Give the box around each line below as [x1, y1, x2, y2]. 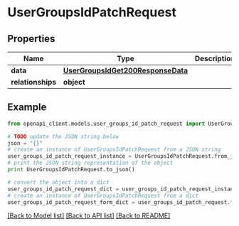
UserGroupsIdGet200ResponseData [63, 65, 188, 75]
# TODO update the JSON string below [7, 133, 119, 140]
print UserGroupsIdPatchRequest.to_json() [7, 166, 135, 173]
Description [194, 54, 235, 63]
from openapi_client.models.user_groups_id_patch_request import [7, 120, 205, 127]
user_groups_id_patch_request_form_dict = [7, 198, 135, 206]
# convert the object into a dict [7, 178, 110, 185]
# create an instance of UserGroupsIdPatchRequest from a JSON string [7, 146, 221, 154]
